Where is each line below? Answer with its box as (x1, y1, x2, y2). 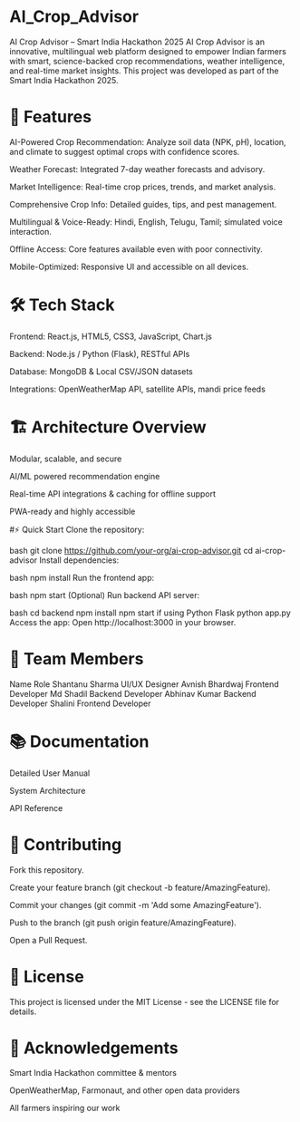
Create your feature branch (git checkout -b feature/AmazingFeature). (9, 882, 271, 893)
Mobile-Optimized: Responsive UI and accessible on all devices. (9, 261, 249, 272)
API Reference (9, 802, 63, 813)
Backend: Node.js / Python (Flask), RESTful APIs (9, 348, 190, 359)
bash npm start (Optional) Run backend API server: (9, 589, 200, 600)
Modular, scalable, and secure (9, 453, 122, 464)
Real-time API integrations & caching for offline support (9, 488, 216, 499)
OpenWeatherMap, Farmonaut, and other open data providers (9, 1085, 240, 1096)
